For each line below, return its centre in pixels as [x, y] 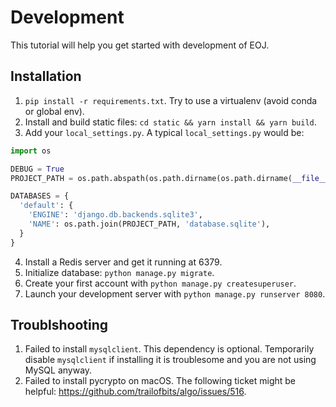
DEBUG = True [37, 169]
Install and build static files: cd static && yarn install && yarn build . [170, 122]
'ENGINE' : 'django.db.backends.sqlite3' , [115, 215]
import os [31, 151]
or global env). [54, 111]
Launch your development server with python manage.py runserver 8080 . [175, 293]
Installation [46, 76]
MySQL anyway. [58, 370]
